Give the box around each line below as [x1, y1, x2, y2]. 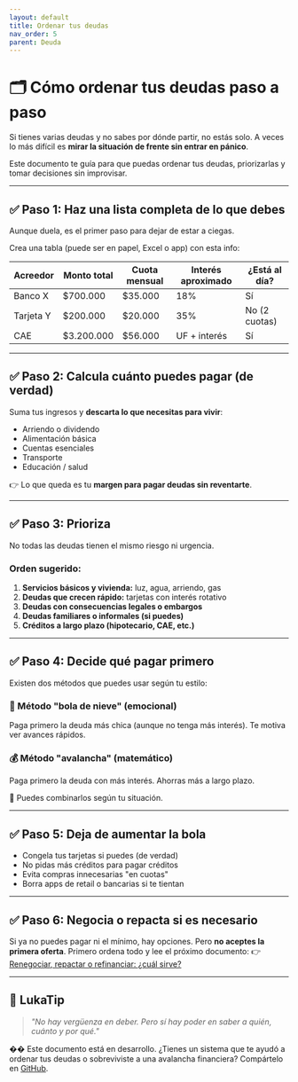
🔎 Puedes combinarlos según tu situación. [9, 793, 163, 804]
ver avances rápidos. [9, 729, 86, 741]
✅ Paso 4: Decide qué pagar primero [9, 654, 215, 670]
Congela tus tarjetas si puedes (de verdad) [21, 851, 179, 861]
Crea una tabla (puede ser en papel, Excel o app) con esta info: [9, 243, 240, 253]
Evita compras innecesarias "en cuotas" [21, 869, 169, 880]
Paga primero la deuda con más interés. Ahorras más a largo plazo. [9, 775, 255, 786]
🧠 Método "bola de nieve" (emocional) [9, 700, 177, 712]
